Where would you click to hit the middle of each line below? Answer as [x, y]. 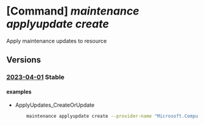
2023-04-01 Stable [36, 77]
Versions [24, 60]
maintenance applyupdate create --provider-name [89, 117]
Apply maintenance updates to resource [57, 41]
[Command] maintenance [73, 11]
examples [19, 92]
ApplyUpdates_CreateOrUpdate [55, 105]
